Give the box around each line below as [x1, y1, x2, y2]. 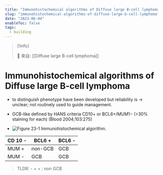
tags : [5, 25, 16, 30]
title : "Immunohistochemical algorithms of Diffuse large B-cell [5, 7, 140, 12]
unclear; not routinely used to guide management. [12, 101, 113, 107]
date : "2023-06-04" [5, 16, 45, 21]
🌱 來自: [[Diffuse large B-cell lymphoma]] [16, 53, 99, 59]
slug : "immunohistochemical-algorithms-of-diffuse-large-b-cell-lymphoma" [5, 12, 160, 16]
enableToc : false [5, 20, 40, 26]
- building [9, 30, 32, 34]
